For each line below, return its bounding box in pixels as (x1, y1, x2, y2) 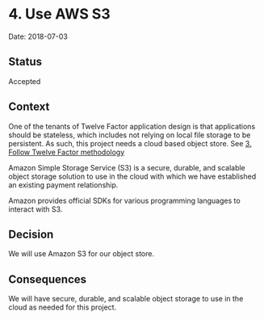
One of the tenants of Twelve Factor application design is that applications (8, 121, 256, 131)
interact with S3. (8, 204, 63, 214)
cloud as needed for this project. (8, 302, 117, 312)
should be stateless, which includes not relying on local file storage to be (8, 130, 251, 140)
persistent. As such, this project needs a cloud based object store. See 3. (8, 138, 252, 148)
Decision (8, 227, 54, 241)
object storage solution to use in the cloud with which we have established (8, 171, 257, 181)
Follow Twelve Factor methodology (8, 147, 125, 157)
